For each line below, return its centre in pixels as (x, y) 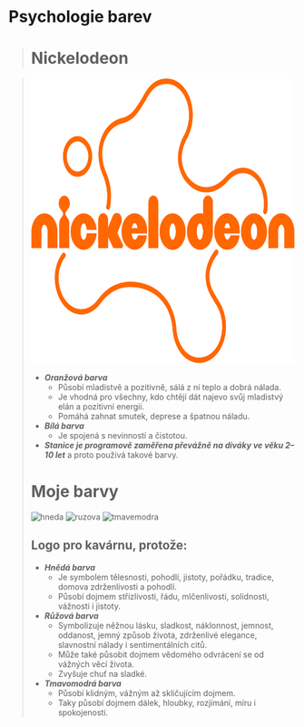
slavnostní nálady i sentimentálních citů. (132, 644)
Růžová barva (71, 615)
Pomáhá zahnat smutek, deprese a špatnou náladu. (154, 417)
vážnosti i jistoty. (89, 606)
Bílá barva (64, 426)
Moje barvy (74, 492)
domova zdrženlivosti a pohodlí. (118, 586)
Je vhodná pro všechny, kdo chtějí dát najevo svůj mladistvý (171, 397)
